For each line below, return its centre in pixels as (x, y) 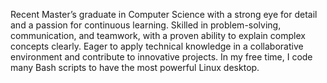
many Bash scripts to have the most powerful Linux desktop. (135, 67)
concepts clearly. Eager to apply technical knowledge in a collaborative (157, 46)
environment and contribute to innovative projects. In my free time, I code (161, 57)
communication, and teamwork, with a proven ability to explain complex (158, 35)
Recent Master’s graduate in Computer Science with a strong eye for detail (164, 14)
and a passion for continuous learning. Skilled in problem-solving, (146, 25)
